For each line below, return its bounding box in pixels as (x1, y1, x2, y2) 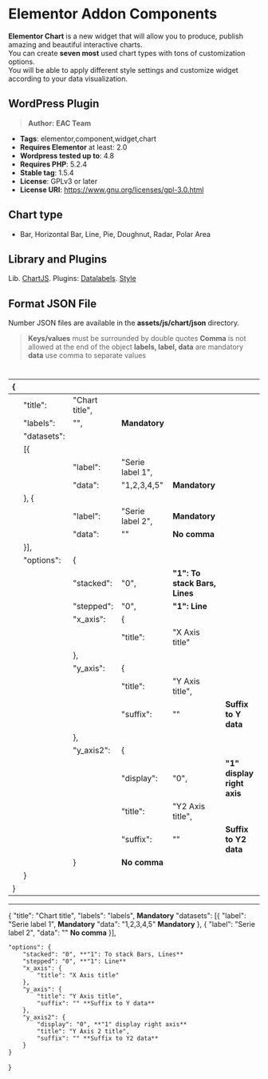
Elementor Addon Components (8, 5, 218, 23)
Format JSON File (8, 297, 97, 311)
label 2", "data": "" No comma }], (8, 928, 117, 937)
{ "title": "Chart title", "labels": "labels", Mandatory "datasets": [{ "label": (8, 911, 246, 921)
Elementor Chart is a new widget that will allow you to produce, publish (8, 31, 243, 41)
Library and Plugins (8, 252, 108, 266)
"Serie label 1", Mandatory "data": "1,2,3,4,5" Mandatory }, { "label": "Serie (8, 920, 255, 929)
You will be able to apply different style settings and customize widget (8, 65, 238, 74)
